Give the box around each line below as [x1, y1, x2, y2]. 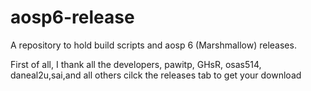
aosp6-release [10, 6, 135, 29]
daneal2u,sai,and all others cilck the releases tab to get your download [10, 69, 302, 81]
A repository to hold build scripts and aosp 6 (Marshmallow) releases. [10, 39, 297, 51]
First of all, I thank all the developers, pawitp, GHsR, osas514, [10, 58, 262, 70]
